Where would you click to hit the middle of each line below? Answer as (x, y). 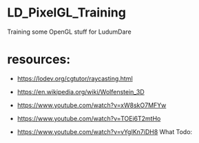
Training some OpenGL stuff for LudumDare (70, 32)
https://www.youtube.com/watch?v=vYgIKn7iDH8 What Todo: (105, 131)
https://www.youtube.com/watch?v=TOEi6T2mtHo (89, 118)
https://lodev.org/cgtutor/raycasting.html (75, 78)
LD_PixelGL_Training (66, 13)
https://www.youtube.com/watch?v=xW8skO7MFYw (92, 105)
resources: (39, 59)
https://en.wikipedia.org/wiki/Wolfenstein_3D (81, 91)
